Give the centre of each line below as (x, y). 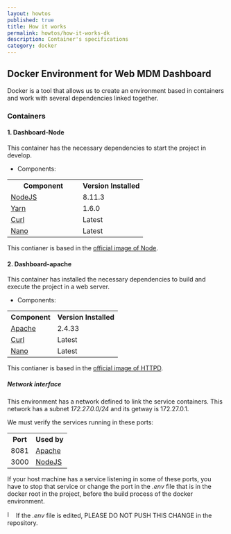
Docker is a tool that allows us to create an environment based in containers (115, 90)
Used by (50, 440)
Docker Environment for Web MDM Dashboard (109, 74)
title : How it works (37, 26)
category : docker (32, 46)
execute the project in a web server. (58, 287)
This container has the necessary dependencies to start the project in (107, 148)
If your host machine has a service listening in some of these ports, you (109, 479)
